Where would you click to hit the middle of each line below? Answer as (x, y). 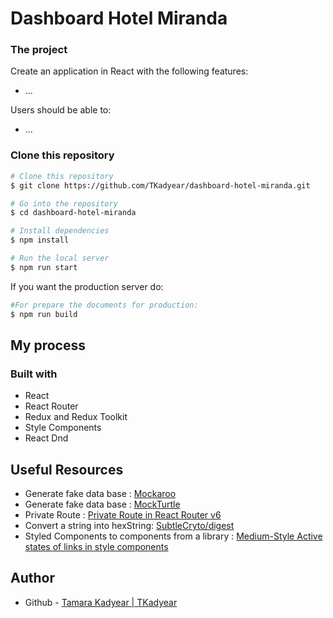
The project (39, 50)
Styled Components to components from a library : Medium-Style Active (173, 536)
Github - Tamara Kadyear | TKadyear (101, 602)
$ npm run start (44, 267)
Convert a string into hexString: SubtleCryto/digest (129, 526)
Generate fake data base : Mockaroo (100, 494)
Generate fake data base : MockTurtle (102, 504)
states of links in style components (96, 547)
